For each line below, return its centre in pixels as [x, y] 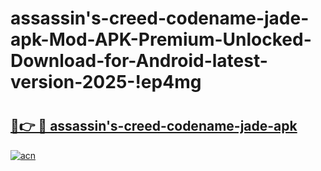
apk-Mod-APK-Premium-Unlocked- [161, 39]
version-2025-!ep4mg [106, 82]
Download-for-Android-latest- [139, 61]
